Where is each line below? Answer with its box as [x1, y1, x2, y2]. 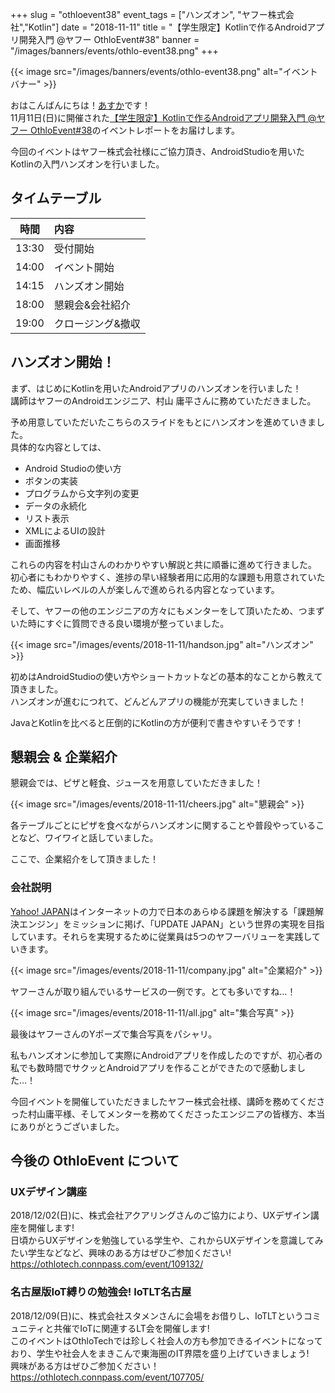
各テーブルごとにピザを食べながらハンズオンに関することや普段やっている [10, 819, 317, 832]
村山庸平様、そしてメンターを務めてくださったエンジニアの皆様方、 [27, 1108, 308, 1120]
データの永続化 [24, 499, 87, 512]
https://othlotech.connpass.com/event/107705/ [10, 1371, 205, 1383]
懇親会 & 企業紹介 [10, 749, 118, 766]
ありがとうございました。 [18, 1120, 125, 1132]
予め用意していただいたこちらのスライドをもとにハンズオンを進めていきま [10, 416, 317, 428]
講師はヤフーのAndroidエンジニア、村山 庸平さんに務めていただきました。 [10, 394, 317, 407]
